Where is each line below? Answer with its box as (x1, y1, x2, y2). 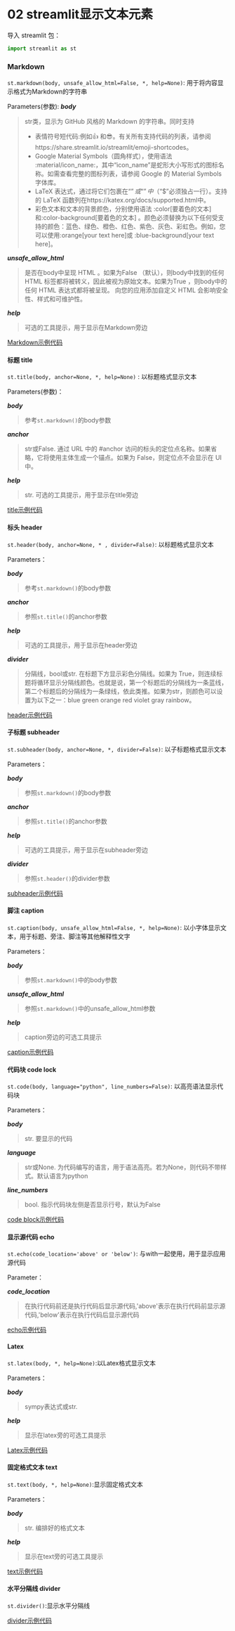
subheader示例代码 (7, 889, 63, 897)
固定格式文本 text (7, 1463, 58, 1471)
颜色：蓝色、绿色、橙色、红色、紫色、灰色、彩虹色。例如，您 (47, 222, 226, 231)
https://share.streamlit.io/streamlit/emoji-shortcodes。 (34, 143, 193, 152)
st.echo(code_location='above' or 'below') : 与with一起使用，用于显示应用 (7, 1249, 226, 1258)
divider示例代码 (7, 1616, 53, 1625)
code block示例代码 (7, 1216, 65, 1224)
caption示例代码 (7, 1047, 54, 1056)
